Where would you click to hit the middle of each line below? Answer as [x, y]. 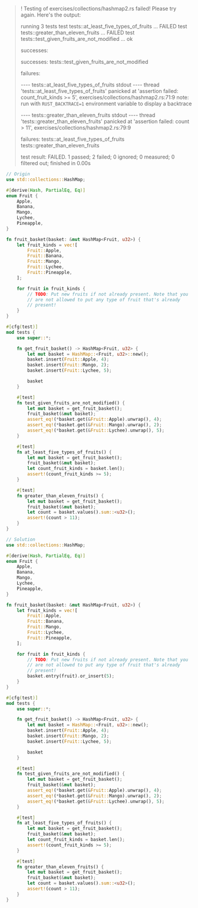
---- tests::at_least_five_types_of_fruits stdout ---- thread [90, 85]
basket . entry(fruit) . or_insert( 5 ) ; [71, 676]
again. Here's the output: [51, 15]
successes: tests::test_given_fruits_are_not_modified [84, 62]
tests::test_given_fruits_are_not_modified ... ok [77, 39]
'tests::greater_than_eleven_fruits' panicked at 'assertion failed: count [105, 121]
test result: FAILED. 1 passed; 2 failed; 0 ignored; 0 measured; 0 [98, 157]
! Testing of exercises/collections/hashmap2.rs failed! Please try [98, 9]
